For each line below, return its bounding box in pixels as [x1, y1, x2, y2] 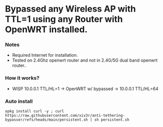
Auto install [5, 98, 33, 105]
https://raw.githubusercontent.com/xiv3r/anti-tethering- [5, 113, 125, 118]
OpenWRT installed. [5, 24, 88, 35]
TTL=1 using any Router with [5, 14, 123, 25]
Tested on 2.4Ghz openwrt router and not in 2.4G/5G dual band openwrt [12, 57, 158, 63]
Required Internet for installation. [12, 52, 78, 58]
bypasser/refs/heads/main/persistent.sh [5, 117, 89, 122]
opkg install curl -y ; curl [5, 109, 64, 114]
